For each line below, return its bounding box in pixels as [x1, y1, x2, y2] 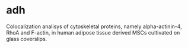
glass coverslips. [6, 35, 47, 42]
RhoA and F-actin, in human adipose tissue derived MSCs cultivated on [6, 29, 180, 36]
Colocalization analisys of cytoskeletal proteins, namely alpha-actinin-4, [6, 23, 182, 30]
